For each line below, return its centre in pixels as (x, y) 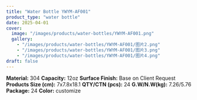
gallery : (22, 39)
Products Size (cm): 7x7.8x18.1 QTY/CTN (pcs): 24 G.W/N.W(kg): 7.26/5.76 (99, 84)
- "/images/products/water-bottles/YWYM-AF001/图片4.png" (88, 56)
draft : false (22, 61)
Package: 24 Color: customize (44, 91)
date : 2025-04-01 (27, 22)
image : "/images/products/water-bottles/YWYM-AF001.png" (83, 34)
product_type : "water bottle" (43, 17)
